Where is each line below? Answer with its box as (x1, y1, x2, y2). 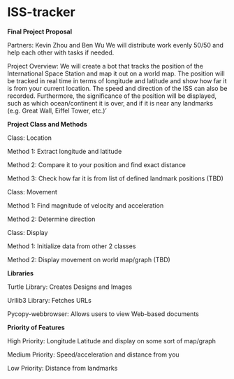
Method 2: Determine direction (7, 215, 96, 223)
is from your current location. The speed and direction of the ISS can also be (7, 84, 228, 92)
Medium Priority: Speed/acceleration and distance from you (7, 350, 180, 359)
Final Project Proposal (7, 27, 72, 36)
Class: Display (7, 228, 48, 236)
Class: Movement (7, 187, 58, 196)
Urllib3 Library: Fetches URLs (7, 296, 92, 304)
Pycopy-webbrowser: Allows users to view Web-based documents (7, 309, 199, 318)
